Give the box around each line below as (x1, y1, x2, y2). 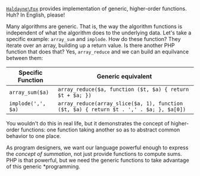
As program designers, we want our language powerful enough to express (6, 144, 189, 151)
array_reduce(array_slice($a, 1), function (57, 100, 183, 106)
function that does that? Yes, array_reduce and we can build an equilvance (6, 48, 189, 55)
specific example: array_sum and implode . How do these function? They (6, 36, 181, 42)
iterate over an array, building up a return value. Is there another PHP (6, 42, 175, 49)
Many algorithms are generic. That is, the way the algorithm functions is (6, 23, 183, 30)
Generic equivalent (96, 73, 152, 80)
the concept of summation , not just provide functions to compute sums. (6, 150, 183, 157)
